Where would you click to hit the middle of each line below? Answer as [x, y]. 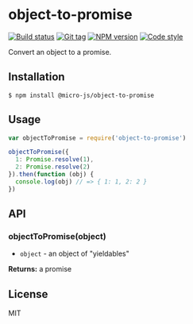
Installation [37, 77]
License [28, 294]
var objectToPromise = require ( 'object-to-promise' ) [97, 138]
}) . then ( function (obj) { [51, 175]
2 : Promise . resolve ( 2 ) [53, 167]
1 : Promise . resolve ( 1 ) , [54, 160]
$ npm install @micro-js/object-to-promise [81, 95]
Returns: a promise [40, 269]
